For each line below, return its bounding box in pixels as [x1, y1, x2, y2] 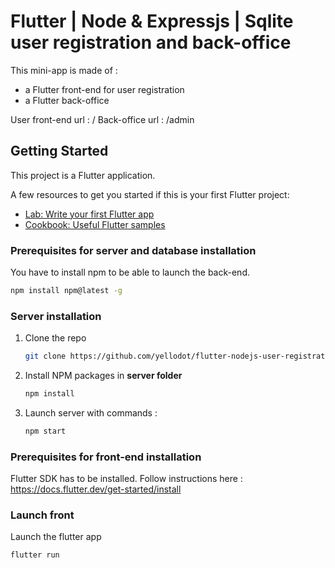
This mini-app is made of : [10, 64, 118, 76]
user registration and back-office [10, 31, 292, 54]
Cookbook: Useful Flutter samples [24, 218, 166, 230]
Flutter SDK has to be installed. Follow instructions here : [10, 473, 243, 485]
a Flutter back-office [24, 94, 110, 106]
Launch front [10, 508, 75, 522]
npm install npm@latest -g [10, 286, 123, 296]
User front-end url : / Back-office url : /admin [10, 113, 195, 125]
